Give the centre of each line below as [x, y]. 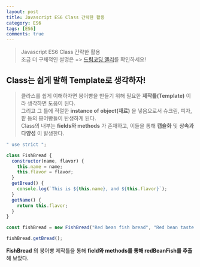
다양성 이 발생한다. [43, 133]
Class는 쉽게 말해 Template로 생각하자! [76, 80]
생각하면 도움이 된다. [51, 103]
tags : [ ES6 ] [21, 28]
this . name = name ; [40, 166]
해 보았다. [17, 258]
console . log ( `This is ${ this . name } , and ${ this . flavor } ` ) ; [92, 189]
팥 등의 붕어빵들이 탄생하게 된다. [58, 118]
